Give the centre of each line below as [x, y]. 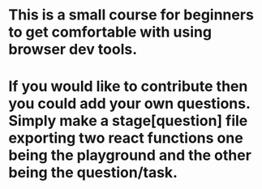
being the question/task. [93, 173]
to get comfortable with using [110, 32]
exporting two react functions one [126, 138]
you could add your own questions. [129, 104]
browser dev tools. [73, 49]
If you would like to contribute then [128, 86]
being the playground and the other [130, 155]
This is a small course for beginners [131, 15]
